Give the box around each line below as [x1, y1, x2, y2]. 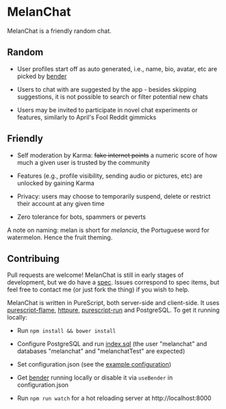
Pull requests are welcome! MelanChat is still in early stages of [7, 271, 184, 279]
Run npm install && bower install [16, 326, 116, 335]
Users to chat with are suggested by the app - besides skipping [16, 85, 197, 93]
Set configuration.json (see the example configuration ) [16, 360, 172, 369]
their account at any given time [16, 199, 105, 207]
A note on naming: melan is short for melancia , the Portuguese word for [7, 226, 210, 234]
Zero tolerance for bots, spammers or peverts [16, 213, 146, 221]
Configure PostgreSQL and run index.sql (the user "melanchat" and [16, 340, 208, 348]
